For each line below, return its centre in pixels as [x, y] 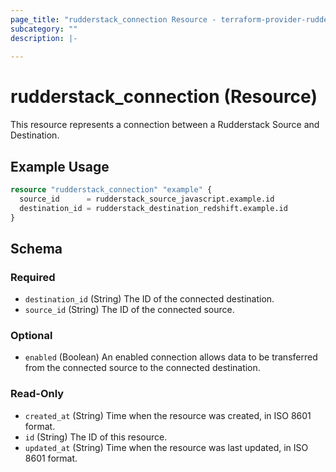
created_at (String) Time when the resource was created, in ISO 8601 [168, 415]
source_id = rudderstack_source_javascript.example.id [147, 199]
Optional [31, 336]
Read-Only [37, 394]
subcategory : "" [44, 29]
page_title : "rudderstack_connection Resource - [113, 19]
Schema [36, 248]
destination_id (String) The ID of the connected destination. [149, 299]
